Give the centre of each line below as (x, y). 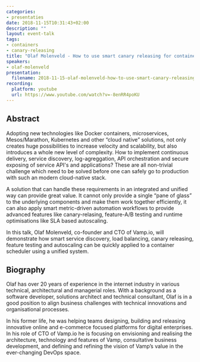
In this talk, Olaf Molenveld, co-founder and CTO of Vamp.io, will (85, 232)
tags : (13, 39)
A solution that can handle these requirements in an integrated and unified (97, 189)
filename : (24, 78)
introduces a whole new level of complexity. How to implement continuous (97, 152)
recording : (20, 84)
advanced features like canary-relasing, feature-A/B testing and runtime (94, 214)
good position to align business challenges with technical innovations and (96, 303)
